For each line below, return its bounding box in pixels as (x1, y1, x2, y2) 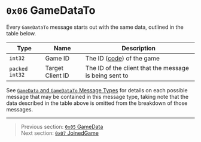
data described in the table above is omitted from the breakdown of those (6, 99, 188, 107)
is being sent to (85, 71, 129, 80)
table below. (6, 29, 36, 37)
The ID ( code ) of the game (85, 54, 160, 62)
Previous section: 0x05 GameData (20, 123, 103, 130)
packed (9, 65, 28, 72)
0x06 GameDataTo (6, 4, 96, 17)
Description (121, 44, 156, 52)
